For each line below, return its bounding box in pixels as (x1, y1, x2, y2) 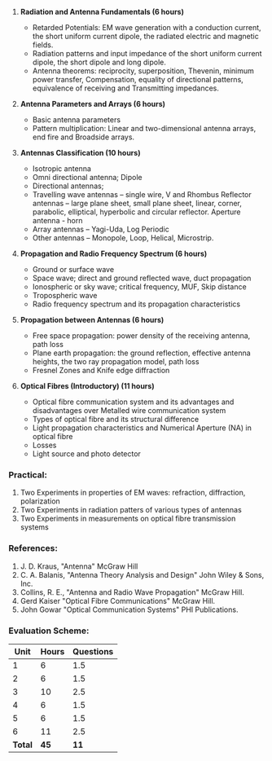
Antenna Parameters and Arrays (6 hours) (20, 99, 165, 108)
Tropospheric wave (32, 291, 98, 300)
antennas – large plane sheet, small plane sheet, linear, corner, (32, 199, 243, 208)
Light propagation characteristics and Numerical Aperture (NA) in (32, 423, 252, 433)
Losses (32, 440, 57, 450)
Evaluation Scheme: (8, 625, 90, 636)
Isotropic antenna (32, 164, 92, 174)
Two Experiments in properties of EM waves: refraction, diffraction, (20, 488, 246, 498)
